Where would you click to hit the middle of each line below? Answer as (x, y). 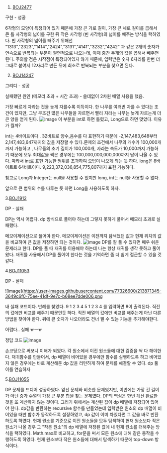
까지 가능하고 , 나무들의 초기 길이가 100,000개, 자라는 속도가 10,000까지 (75, 148)
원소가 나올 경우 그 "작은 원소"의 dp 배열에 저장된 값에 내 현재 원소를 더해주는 (80, 427)
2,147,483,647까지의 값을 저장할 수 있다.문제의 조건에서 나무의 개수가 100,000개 (83, 142)
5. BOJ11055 (17, 379)
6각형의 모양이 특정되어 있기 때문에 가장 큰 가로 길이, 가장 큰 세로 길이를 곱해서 (81, 28)
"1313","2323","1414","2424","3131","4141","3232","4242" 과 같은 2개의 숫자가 (82, 47)
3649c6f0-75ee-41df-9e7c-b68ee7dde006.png (54, 296)
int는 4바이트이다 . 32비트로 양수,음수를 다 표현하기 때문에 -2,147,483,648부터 (81, 136)
